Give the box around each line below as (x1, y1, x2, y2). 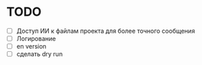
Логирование (16, 35, 56, 42)
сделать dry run (16, 50, 63, 58)
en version (16, 42, 47, 51)
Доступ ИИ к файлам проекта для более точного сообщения (16, 27, 195, 35)
